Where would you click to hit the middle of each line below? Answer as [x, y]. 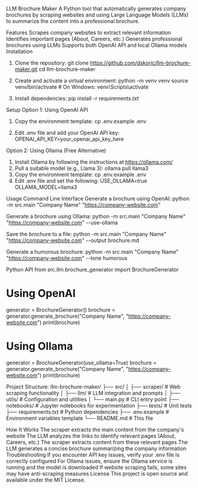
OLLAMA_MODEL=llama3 [46, 187]
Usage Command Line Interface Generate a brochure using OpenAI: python [98, 198]
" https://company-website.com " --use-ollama [62, 222]
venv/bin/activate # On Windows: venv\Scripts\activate [82, 87]
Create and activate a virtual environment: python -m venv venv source [101, 80]
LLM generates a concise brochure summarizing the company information [96, 448]
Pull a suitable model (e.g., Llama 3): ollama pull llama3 [82, 168]
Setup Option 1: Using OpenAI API [47, 110]
